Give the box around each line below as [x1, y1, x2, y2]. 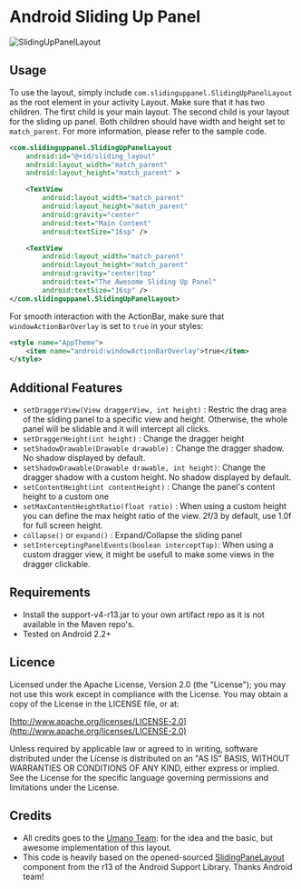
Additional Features [9, 380, 123, 395]
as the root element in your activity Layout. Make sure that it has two [9, 96, 266, 107]
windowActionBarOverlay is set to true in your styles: [9, 320, 204, 331]
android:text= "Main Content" [42, 218, 152, 228]
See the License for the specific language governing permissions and [9, 772, 269, 783]
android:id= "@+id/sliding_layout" [25, 152, 156, 161]
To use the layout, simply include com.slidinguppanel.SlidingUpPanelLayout [9, 86, 293, 97]
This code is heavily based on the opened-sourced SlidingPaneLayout [22, 852, 286, 863]
